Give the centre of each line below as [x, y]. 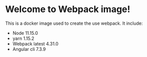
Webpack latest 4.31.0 [35, 43]
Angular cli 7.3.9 [29, 49]
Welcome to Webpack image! [68, 9]
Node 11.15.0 [25, 33]
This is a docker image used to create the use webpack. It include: [74, 23]
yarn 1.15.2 [23, 38]
